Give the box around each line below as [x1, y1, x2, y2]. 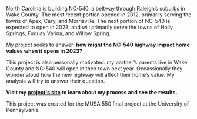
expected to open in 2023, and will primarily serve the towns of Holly [6, 23, 173, 30]
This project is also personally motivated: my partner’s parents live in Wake [6, 59, 188, 66]
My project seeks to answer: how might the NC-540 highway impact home [6, 41, 190, 48]
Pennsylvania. [6, 107, 40, 113]
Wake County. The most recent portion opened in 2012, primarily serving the [6, 11, 192, 18]
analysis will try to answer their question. [6, 77, 105, 84]
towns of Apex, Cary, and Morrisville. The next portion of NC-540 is [6, 18, 171, 24]
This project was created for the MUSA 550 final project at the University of [6, 100, 189, 107]
